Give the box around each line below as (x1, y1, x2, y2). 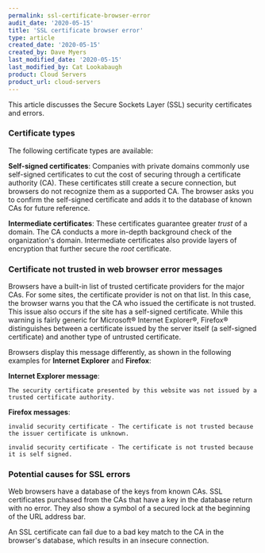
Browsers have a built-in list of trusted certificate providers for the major (8, 282, 244, 292)
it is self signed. (8, 451, 73, 459)
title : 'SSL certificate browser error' (8, 26, 144, 34)
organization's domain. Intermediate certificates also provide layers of (8, 235, 237, 245)
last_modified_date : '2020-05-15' (8, 56, 123, 64)
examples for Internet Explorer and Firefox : (8, 356, 152, 365)
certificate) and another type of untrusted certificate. (8, 332, 181, 341)
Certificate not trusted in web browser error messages (8, 263, 223, 274)
